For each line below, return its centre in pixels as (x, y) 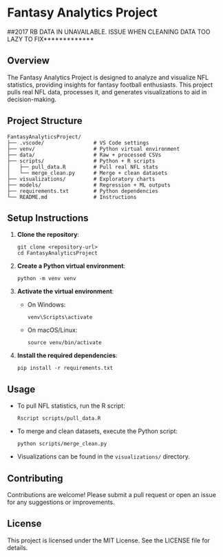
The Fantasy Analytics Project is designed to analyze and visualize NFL (108, 77)
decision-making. (32, 99)
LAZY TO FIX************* (51, 39)
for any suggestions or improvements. (61, 502)
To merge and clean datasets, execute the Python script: (97, 431)
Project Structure (45, 121)
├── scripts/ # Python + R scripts (81, 161)
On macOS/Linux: (52, 330)
